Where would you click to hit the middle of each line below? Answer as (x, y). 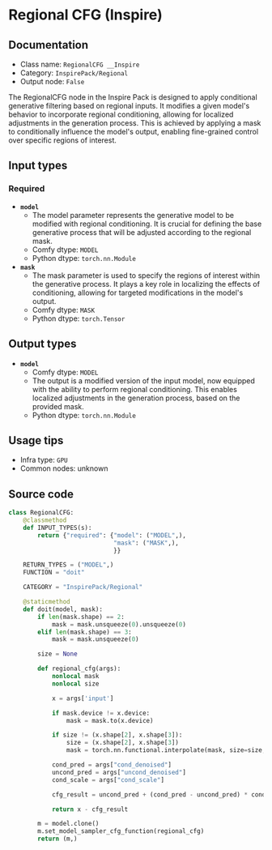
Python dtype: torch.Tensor (79, 318)
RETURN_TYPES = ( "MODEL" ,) (68, 565)
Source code (41, 494)
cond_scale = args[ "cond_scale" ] (108, 780)
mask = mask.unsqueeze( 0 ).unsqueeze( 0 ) (119, 624)
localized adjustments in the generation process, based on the (136, 398)
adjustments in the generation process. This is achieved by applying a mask (135, 123)
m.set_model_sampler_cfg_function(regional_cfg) (121, 831)
